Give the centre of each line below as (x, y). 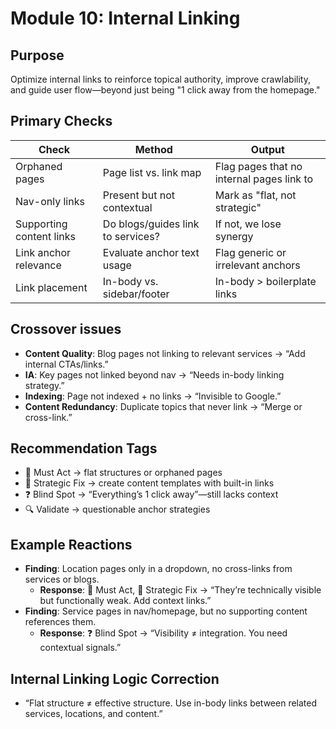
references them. (60, 622)
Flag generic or (250, 252)
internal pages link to (264, 179)
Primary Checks (61, 121)
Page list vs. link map (152, 172)
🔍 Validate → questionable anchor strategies (117, 509)
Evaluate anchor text (151, 252)
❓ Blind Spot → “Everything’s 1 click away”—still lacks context (151, 494)
